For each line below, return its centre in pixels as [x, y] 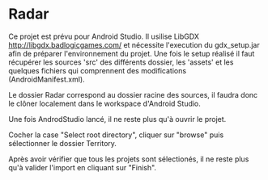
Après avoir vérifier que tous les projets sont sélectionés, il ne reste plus [129, 159]
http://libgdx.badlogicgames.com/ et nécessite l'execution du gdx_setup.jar [134, 44]
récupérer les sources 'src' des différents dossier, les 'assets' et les [121, 62]
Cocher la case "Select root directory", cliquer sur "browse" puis [116, 135]
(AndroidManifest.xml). [47, 79]
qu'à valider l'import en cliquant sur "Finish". [82, 167]
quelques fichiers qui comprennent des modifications [98, 70]
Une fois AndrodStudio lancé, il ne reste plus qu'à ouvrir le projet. [117, 119]
